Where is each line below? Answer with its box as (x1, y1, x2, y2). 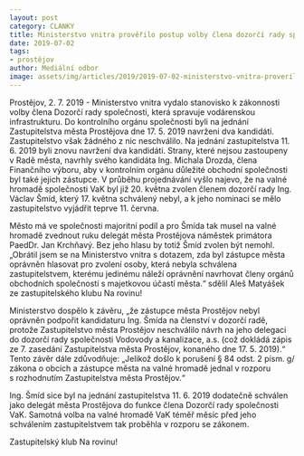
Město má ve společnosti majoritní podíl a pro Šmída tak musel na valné (9, 220, 277, 231)
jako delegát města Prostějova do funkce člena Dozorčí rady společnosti (9, 399, 279, 410)
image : (9, 72, 34, 81)
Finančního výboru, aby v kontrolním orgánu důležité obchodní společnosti (9, 164, 288, 175)
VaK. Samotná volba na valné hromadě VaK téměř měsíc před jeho (9, 409, 257, 420)
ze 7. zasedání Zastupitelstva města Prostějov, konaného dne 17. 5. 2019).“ (9, 343, 286, 354)
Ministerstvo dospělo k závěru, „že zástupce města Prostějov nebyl (9, 305, 261, 316)
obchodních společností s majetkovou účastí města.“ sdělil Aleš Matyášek (9, 278, 285, 289)
